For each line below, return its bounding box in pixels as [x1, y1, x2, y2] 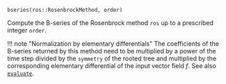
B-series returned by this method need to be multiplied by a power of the [7, 47, 217, 55]
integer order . [7, 26, 47, 34]
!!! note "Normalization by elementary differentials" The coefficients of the [7, 40, 219, 48]
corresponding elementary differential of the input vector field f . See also [7, 62, 217, 69]
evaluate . [7, 69, 35, 77]
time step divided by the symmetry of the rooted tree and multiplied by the [7, 54, 217, 62]
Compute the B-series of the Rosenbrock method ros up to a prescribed [7, 19, 214, 27]
